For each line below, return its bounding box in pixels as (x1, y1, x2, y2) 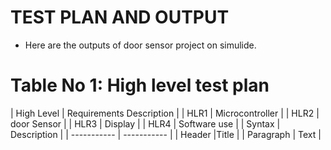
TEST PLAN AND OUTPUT (10, 6, 230, 29)
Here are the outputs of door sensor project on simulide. (24, 39, 257, 51)
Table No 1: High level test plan (10, 74, 270, 97)
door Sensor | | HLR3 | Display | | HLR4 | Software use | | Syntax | (10, 117, 281, 130)
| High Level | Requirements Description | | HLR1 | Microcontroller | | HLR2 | (10, 107, 320, 119)
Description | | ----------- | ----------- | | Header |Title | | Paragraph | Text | (10, 128, 322, 140)
